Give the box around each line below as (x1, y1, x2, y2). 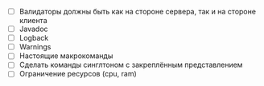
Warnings (19, 42, 52, 52)
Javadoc (19, 24, 49, 34)
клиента (19, 16, 47, 25)
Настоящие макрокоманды (19, 51, 113, 61)
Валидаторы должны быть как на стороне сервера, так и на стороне (19, 7, 257, 16)
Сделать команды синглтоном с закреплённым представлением (19, 60, 243, 70)
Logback (19, 33, 49, 43)
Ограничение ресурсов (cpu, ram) (19, 69, 138, 79)
